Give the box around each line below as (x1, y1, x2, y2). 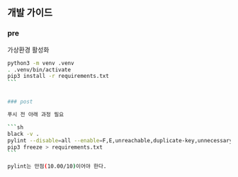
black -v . (7, 130, 40, 137)
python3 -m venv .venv (7, 59, 74, 67)
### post (7, 98, 33, 105)
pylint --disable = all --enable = (7, 137, 103, 144)
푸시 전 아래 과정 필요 (7, 111, 64, 118)
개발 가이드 (7, 6, 53, 19)
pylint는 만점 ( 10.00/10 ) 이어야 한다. (7, 163, 107, 170)
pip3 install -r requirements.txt (7, 73, 110, 80)
